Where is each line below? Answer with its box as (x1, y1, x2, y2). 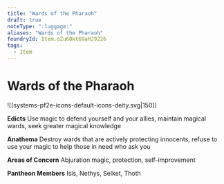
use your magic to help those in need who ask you (7, 142, 151, 150)
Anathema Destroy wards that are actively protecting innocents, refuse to (7, 135, 218, 143)
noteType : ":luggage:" (7, 23, 73, 30)
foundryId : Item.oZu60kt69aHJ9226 (7, 36, 107, 43)
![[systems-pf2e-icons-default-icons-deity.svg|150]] (7, 101, 157, 109)
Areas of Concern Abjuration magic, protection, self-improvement (7, 156, 196, 164)
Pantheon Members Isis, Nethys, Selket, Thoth (7, 169, 142, 177)
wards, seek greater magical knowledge (7, 121, 122, 130)
